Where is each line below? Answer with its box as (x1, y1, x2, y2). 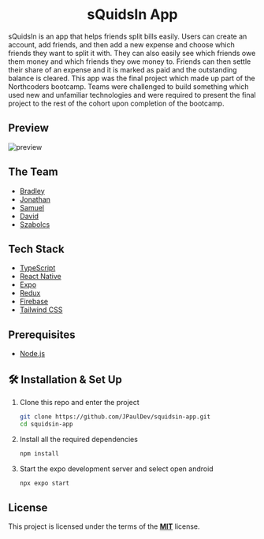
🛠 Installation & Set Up (8, 373, 122, 386)
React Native (19, 272, 61, 281)
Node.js (19, 349, 46, 359)
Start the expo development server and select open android (19, 463, 214, 474)
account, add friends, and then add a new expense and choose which (8, 39, 235, 49)
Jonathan (19, 195, 51, 204)
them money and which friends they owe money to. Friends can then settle (8, 57, 251, 66)
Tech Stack (8, 242, 65, 255)
